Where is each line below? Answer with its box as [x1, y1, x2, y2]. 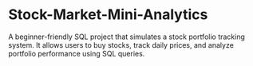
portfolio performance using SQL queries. [8, 49, 145, 58]
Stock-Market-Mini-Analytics [8, 6, 208, 24]
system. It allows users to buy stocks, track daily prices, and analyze [8, 40, 234, 49]
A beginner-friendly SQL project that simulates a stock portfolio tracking [8, 32, 246, 41]
